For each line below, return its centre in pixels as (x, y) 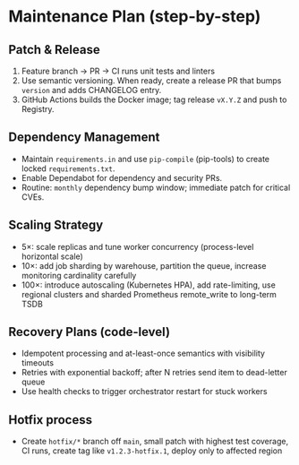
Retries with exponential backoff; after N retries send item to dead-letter (154, 373)
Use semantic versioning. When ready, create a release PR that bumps (151, 81)
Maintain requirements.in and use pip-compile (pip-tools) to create (145, 159)
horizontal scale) (52, 256)
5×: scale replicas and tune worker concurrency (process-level (137, 246)
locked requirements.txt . (68, 168)
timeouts (38, 363)
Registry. (38, 109)
